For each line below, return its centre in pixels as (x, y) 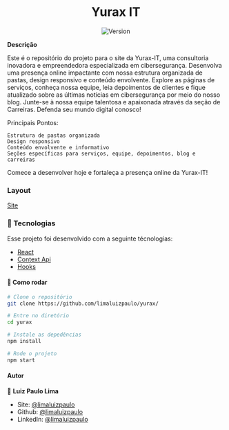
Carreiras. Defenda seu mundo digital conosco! (74, 109)
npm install (24, 342)
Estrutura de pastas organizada (53, 135)
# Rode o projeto (32, 353)
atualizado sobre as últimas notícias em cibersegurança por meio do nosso (114, 95)
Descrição (22, 44)
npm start (21, 360)
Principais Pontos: (33, 122)
